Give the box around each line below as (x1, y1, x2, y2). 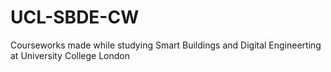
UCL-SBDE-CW (10, 6, 140, 29)
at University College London (10, 49, 130, 61)
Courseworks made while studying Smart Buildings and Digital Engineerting (10, 39, 322, 51)
